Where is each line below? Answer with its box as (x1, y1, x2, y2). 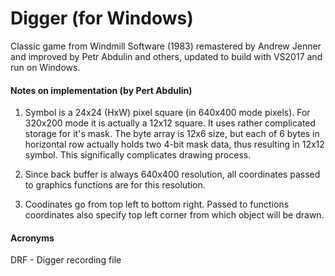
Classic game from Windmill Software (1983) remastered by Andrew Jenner (10, 40, 322, 52)
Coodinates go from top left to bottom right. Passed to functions (24, 198, 290, 211)
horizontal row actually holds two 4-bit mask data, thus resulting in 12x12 (24, 138, 325, 151)
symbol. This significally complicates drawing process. (24, 149, 252, 161)
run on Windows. (10, 61, 81, 73)
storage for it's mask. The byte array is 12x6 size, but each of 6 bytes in (24, 128, 320, 140)
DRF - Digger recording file (10, 254, 122, 266)
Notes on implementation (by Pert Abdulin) (10, 84, 193, 96)
